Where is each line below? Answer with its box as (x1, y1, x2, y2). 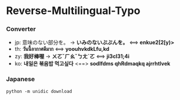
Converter (6, 25, 36, 33)
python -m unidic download (6, 88, 72, 94)
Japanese (6, 75, 35, 83)
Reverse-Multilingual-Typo (6, 4, 141, 18)
